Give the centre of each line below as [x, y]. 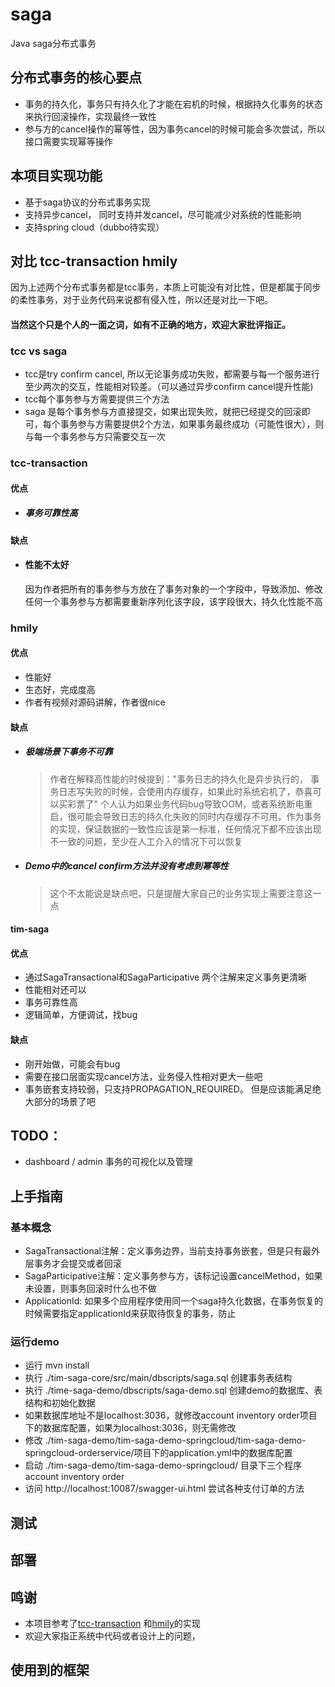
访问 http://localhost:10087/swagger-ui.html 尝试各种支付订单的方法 [164, 1489]
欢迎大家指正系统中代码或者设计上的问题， [112, 1636]
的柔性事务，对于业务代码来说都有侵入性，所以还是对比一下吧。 [141, 300]
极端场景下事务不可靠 [68, 752]
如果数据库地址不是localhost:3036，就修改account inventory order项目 [171, 1415]
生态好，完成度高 [60, 690]
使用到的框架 [50, 1670]
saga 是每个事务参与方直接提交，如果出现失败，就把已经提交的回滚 [163, 412]
